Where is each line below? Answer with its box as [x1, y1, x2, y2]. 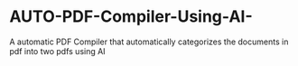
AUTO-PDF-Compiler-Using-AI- [9, 6, 253, 27]
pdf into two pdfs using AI [9, 45, 106, 56]
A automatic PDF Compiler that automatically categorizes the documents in [9, 36, 289, 47]
